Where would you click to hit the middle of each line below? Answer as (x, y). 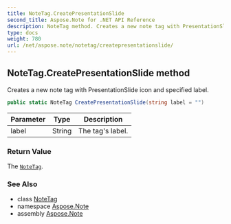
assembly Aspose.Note (50, 214)
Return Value (29, 151)
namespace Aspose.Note (53, 206)
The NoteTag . (25, 166)
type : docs (23, 33)
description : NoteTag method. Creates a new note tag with (93, 26)
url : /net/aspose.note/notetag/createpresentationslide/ (90, 45)
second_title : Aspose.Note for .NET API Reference (81, 20)
